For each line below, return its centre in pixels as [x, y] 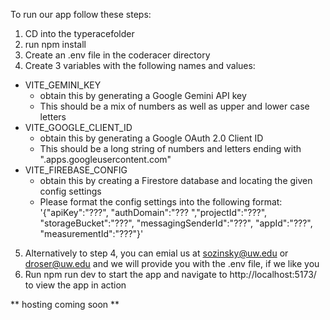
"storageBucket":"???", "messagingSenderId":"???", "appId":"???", [176, 223]
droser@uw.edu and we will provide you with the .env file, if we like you [172, 263]
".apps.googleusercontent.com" [105, 159]
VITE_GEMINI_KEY [63, 85]
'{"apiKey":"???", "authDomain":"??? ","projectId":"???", [153, 212]
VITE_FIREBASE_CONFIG [76, 170]
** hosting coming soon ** [65, 304]
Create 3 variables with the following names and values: [140, 65]
